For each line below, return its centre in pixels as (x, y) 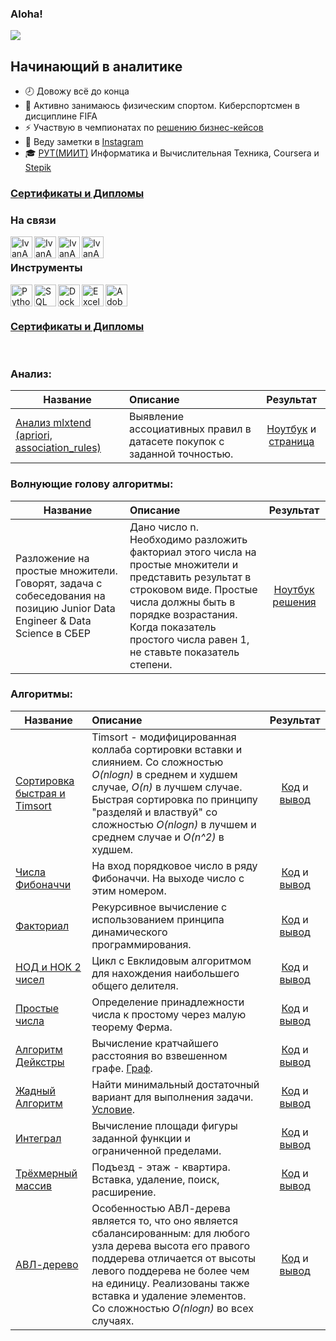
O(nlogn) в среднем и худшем (164, 774)
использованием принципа (158, 919)
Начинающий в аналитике (96, 66)
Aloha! (26, 14)
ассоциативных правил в (190, 429)
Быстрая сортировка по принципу (174, 799)
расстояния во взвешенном (159, 1055)
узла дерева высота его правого (171, 1245)
